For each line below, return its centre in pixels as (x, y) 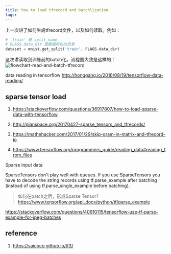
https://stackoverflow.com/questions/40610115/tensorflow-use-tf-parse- (82, 212)
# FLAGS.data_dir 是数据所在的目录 (40, 44)
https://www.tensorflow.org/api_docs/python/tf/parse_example (84, 202)
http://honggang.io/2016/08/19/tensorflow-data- (113, 75)
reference (21, 233)
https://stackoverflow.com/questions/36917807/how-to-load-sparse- (86, 109)
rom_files (22, 155)
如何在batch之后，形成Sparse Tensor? (58, 196)
